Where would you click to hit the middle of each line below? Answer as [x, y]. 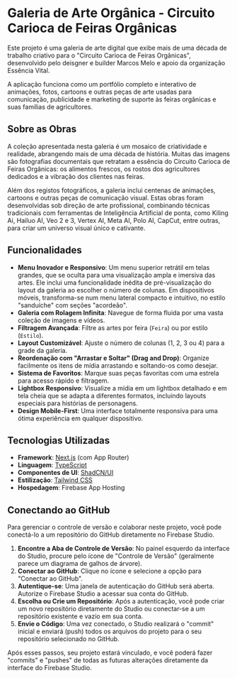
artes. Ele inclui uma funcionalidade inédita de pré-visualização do [115, 283]
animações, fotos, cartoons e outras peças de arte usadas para [100, 92]
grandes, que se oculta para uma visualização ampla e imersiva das [116, 275]
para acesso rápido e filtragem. [63, 381]
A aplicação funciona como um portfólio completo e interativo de [102, 84]
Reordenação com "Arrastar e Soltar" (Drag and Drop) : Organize [114, 358]
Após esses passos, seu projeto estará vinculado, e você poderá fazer [110, 653]
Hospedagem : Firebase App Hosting [71, 488]
